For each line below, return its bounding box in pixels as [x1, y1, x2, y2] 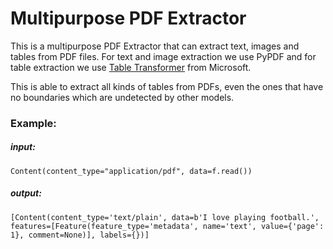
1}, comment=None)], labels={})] [10, 230, 150, 240]
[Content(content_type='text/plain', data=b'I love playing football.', [10, 212, 320, 222]
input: [10, 141, 36, 153]
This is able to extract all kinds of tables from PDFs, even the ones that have [10, 80, 324, 92]
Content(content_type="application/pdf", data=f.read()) [10, 166, 253, 176]
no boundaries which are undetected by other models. [10, 91, 235, 103]
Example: [10, 116, 57, 130]
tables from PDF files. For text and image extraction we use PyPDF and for [10, 50, 317, 62]
